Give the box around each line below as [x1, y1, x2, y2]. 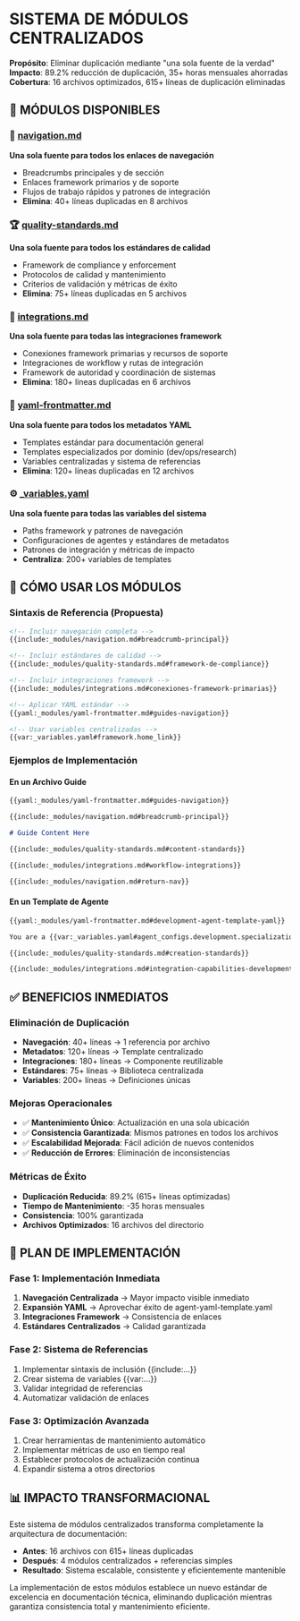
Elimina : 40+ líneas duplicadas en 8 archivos [21, 195, 188, 206]
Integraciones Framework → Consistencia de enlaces [21, 1311, 222, 1322]
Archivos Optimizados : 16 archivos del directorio [21, 1219, 204, 1230]
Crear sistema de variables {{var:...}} [21, 1373, 158, 1384]
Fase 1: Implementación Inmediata [9, 1272, 161, 1284]
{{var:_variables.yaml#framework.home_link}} [9, 733, 181, 742]
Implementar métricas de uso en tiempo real [21, 1444, 186, 1455]
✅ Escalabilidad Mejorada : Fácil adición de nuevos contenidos [21, 1138, 254, 1148]
